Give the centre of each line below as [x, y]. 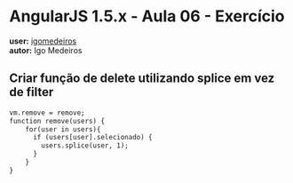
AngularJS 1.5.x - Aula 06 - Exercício [147, 16]
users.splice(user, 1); [85, 146]
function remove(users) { [57, 121]
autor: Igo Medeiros [46, 50]
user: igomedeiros [43, 41]
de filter [32, 92]
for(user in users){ [63, 129]
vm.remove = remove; [48, 113]
